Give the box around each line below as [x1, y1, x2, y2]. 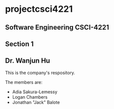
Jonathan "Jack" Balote [12, 99, 60, 105]
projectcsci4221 [5, 3, 73, 15]
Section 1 [5, 39, 34, 48]
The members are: [5, 79, 43, 85]
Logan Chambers [12, 94, 48, 100]
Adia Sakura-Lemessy [12, 89, 58, 95]
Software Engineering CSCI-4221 [5, 23, 110, 32]
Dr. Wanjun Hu [5, 57, 50, 65]
